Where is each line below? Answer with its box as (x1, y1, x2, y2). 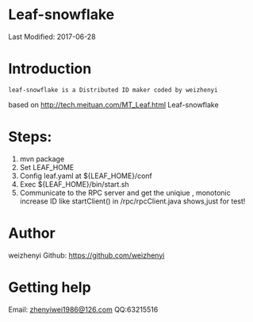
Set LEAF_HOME (19, 162, 75, 172)
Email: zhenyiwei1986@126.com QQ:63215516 (8, 305, 159, 314)
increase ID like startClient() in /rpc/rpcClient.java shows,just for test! (19, 196, 246, 206)
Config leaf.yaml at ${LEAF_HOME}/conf (19, 171, 153, 180)
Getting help (8, 278, 91, 296)
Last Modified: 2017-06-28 (8, 32, 97, 41)
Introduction (8, 60, 92, 78)
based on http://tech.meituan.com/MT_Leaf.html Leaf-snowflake (8, 99, 220, 109)
